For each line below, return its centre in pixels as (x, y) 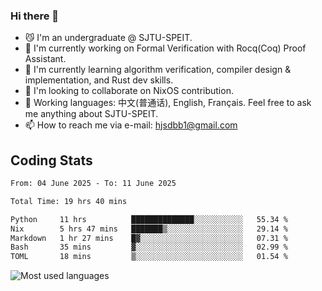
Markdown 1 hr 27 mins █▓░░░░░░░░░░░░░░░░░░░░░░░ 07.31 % (149, 238)
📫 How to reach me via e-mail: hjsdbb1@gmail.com (131, 125)
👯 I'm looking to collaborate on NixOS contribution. (129, 91)
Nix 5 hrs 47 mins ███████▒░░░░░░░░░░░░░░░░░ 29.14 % (149, 229)
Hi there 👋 (35, 16)
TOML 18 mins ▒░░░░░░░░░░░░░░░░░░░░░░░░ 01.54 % (149, 257)
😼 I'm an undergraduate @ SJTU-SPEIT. (108, 38)
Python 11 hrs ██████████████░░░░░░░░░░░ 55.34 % (149, 219)
